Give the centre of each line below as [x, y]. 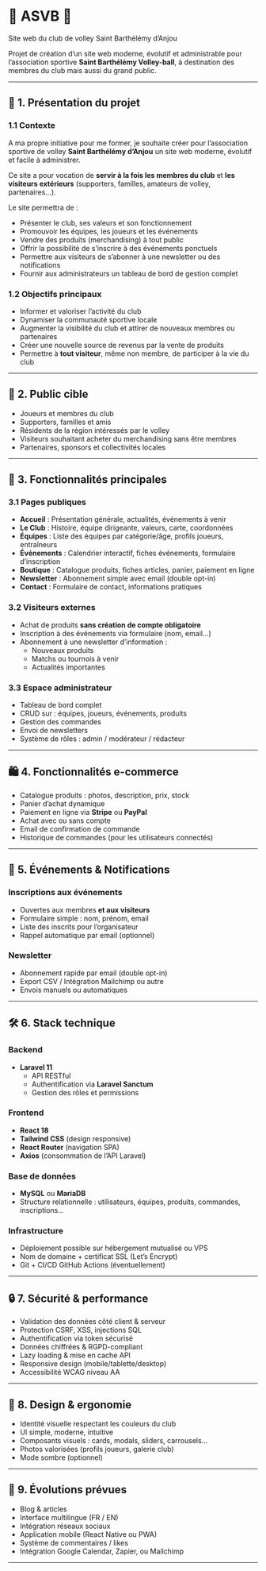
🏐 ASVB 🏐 [40, 16]
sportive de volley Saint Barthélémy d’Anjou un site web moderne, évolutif [130, 151]
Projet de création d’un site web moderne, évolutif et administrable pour [125, 53]
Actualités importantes [68, 667]
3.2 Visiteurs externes [52, 608]
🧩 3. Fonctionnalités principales [88, 480]
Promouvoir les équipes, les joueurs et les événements [109, 231]
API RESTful [51, 1075]
